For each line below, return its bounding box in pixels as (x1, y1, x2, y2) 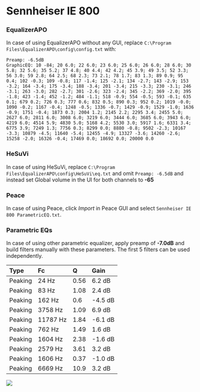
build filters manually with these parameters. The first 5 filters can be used (6, 246, 190, 253)
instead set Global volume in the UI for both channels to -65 (6, 176, 154, 183)
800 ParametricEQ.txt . (6, 211, 62, 218)
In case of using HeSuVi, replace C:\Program (6, 163, 116, 170)
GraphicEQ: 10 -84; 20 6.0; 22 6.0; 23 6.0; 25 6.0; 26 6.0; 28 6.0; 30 (6, 62, 192, 68)
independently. (6, 252, 43, 260)
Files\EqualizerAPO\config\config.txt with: (6, 46, 117, 53)
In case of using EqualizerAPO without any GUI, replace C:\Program (6, 39, 172, 46)
